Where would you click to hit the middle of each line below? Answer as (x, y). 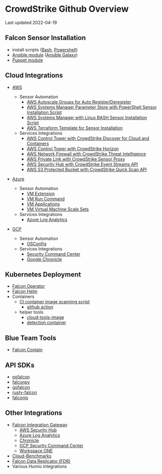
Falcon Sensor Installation (46, 38)
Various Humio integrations (40, 466)
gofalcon (21, 387)
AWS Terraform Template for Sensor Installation (75, 128)
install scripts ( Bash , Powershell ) (45, 49)
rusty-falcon (25, 392)
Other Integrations (34, 413)
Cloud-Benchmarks (32, 456)
